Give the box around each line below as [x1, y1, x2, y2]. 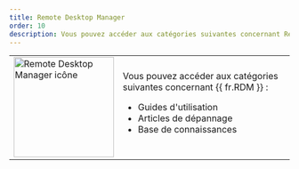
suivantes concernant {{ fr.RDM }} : [123, 81, 269, 93]
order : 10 [9, 21, 46, 30]
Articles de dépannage [137, 112, 233, 125]
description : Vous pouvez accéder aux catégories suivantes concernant [9, 29, 280, 38]
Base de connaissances [137, 124, 238, 136]
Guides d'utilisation [137, 101, 218, 114]
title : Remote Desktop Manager [9, 12, 125, 22]
